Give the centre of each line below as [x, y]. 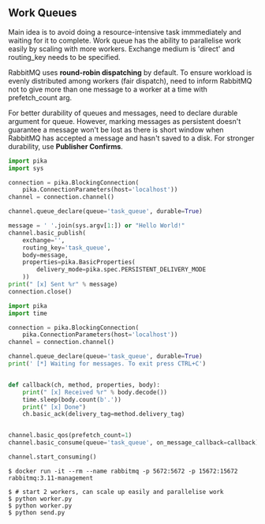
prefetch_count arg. [40, 97]
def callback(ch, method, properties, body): [84, 385]
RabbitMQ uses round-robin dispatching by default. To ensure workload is [130, 72]
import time [28, 313]
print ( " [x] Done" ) [54, 407]
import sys [26, 168]
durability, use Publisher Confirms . [66, 146]
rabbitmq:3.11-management [50, 478]
